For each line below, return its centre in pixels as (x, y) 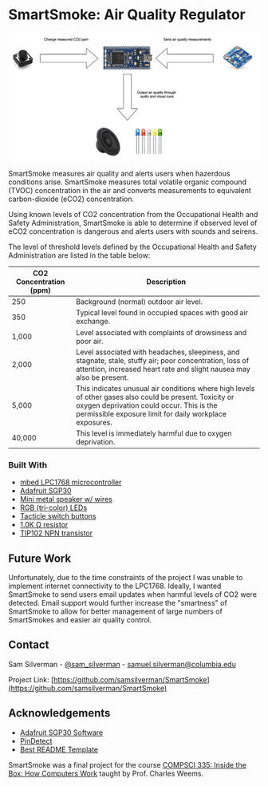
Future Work (40, 558)
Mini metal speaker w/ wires (66, 500)
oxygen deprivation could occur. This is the (146, 405)
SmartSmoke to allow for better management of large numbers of (116, 611)
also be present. (102, 377)
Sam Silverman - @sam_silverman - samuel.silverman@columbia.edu (122, 664)
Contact (29, 645)
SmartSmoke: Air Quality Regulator (127, 15)
